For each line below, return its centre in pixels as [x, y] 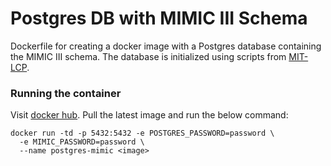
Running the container [66, 93]
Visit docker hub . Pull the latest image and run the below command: [149, 115]
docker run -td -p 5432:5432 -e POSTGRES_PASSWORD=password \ [142, 133]
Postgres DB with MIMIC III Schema [159, 18]
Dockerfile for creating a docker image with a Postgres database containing [166, 46]
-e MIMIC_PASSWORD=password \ [82, 142]
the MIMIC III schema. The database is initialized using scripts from [148, 56]
